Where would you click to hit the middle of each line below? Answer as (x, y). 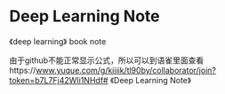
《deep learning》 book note (58, 41)
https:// (23, 70)
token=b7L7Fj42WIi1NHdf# (59, 80)
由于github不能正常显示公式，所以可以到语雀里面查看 (107, 60)
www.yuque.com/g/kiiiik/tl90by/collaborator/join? (125, 70)
